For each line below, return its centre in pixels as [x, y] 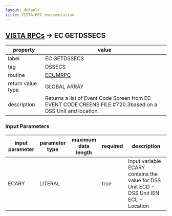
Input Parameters [27, 126]
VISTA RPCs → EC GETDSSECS [56, 36]
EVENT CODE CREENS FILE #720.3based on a [101, 104]
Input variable [144, 161]
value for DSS [144, 180]
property [24, 50]
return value [23, 83]
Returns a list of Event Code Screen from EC [98, 98]
